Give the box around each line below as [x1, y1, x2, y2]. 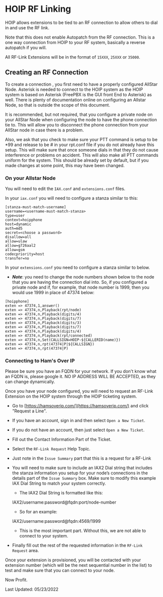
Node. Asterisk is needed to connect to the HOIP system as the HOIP [5, 86, 143, 92]
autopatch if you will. [5, 44, 47, 50]
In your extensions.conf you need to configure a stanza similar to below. [5, 265, 150, 271]
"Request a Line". [12, 408, 47, 414]
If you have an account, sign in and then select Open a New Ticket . [12, 418, 145, 424]
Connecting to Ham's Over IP [5, 357, 75, 364]
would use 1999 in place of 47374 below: [12, 290, 95, 296]
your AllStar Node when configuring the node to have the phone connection [5, 116, 157, 123]
